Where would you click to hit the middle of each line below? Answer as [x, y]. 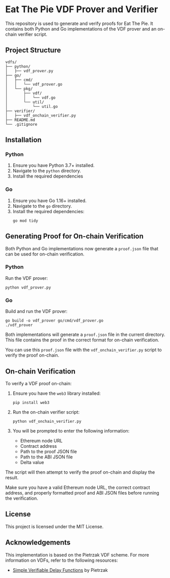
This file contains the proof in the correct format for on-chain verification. [82, 340]
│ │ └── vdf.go [31, 98]
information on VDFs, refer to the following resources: [62, 560]
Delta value [32, 462]
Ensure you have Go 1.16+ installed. [50, 200]
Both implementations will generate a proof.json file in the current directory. [85, 335]
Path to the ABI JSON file [46, 457]
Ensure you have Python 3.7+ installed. [54, 165]
